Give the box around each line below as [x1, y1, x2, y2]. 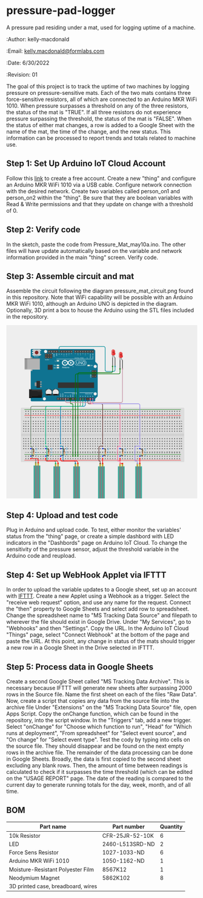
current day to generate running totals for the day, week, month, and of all [6, 781, 191, 789]
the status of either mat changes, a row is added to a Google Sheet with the [6, 121, 195, 128]
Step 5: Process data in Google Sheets [6, 661, 154, 672]
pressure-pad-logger [6, 4, 116, 18]
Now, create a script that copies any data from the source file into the [6, 697, 180, 705]
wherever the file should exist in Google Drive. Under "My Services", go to [6, 618, 191, 626]
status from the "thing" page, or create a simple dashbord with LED [6, 533, 175, 540]
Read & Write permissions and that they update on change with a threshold [6, 200, 193, 207]
